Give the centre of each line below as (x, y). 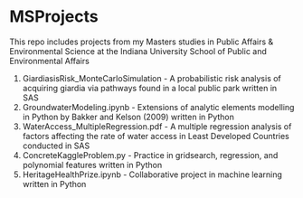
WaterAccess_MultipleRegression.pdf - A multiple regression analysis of (157, 126)
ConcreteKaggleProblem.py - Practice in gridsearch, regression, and (150, 155)
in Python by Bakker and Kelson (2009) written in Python (128, 117)
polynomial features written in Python (92, 165)
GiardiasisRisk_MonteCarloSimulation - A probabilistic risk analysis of (152, 78)
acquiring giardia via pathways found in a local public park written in (150, 88)
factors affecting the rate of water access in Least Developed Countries (156, 136)
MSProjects (54, 17)
